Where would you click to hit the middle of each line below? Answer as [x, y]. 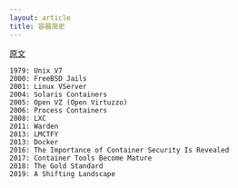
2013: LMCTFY [34, 134]
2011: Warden [34, 126]
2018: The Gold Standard [56, 166]
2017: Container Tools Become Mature [81, 158]
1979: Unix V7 [36, 70]
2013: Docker [34, 142]
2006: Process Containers [58, 110]
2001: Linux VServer [49, 86]
